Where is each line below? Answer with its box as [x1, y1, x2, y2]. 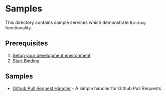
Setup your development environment [12, 52, 91, 58]
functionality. [5, 24, 33, 30]
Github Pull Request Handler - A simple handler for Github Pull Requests [12, 85, 161, 91]
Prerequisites [5, 39, 48, 48]
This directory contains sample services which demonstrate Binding [5, 19, 146, 25]
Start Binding [12, 58, 40, 64]
